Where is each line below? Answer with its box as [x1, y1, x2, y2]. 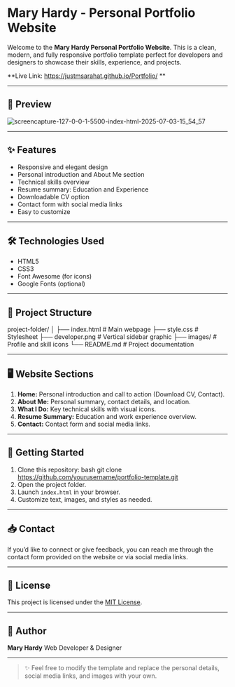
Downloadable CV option [17, 192, 90, 201]
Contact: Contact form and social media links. [17, 420, 150, 428]
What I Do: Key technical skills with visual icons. [17, 405, 157, 413]
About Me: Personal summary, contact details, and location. [17, 398, 191, 406]
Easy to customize [17, 207, 71, 215]
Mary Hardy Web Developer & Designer [7, 643, 122, 652]
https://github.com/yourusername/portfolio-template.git [17, 472, 178, 481]
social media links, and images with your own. [24, 672, 157, 680]
